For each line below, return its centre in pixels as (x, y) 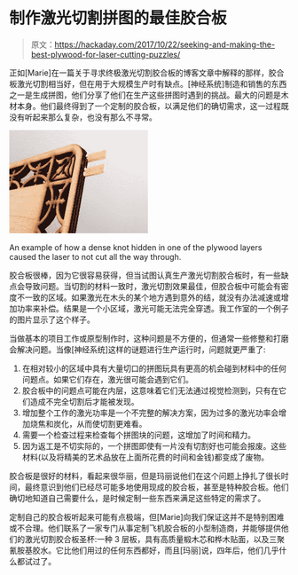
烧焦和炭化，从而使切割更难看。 (88, 423)
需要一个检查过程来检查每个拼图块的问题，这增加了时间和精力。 (138, 435)
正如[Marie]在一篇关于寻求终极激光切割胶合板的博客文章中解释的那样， (139, 73)
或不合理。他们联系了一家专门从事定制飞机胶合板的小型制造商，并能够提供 (145, 528)
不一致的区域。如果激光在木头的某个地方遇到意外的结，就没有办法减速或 (149, 297)
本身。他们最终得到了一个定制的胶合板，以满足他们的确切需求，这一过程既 (153, 106)
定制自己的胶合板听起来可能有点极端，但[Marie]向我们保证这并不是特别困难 (147, 516)
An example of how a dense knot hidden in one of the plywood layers (136, 247)
